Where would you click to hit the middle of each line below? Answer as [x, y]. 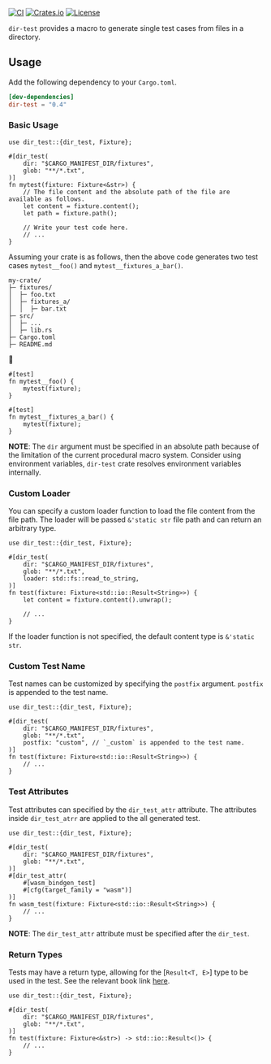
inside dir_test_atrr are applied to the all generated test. [104, 818]
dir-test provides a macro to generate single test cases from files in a [126, 28]
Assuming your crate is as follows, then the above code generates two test [133, 257]
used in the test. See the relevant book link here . [89, 981]
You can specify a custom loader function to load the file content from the [132, 511]
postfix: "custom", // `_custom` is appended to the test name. [134, 743]
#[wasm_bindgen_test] [59, 883]
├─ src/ [22, 316]
